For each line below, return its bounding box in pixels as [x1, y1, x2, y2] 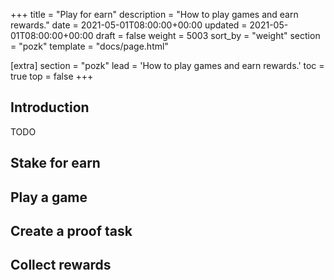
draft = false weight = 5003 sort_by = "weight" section [95, 30, 321, 41]
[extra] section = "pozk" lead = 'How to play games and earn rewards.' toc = [10, 60, 325, 71]
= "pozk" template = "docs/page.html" [10, 40, 169, 52]
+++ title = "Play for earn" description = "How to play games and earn [10, 9, 299, 20]
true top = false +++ [10, 70, 94, 82]
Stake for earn [10, 155, 101, 172]
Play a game [10, 189, 88, 206]
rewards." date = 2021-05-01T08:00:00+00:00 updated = [10, 19, 248, 31]
